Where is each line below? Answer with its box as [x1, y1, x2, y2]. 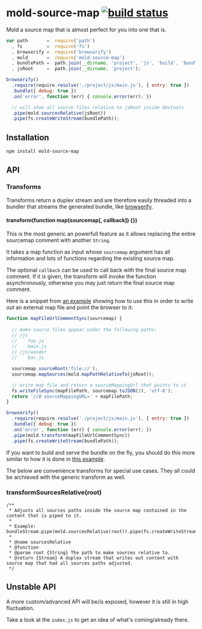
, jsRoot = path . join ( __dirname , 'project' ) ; [11, 66, 141, 72]
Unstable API [6, 582, 56, 592]
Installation [6, 132, 49, 142]
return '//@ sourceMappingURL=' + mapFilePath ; [11, 393, 133, 400]
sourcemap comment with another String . [6, 237, 111, 244]
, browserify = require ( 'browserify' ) [11, 49, 112, 55]
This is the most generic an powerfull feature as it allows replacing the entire [6, 230, 196, 238]
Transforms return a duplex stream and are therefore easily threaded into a [6, 196, 192, 203]
